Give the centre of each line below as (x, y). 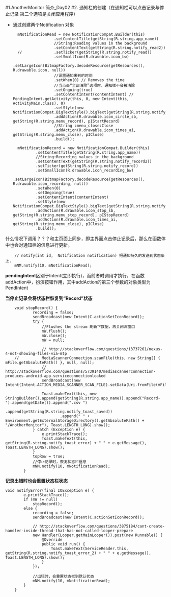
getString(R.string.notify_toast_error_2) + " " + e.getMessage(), (78, 553)
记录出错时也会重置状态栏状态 (36, 481)
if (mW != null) (41, 499)
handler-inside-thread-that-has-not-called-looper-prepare (69, 531)
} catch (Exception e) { (59, 429)
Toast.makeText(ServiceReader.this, (90, 548)
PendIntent (17, 288)
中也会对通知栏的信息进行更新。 (39, 245)
